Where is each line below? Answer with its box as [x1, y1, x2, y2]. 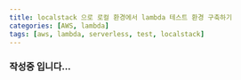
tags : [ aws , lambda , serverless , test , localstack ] [9, 29, 205, 38]
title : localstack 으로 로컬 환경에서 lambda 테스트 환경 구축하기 [9, 12, 233, 22]
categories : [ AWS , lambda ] [9, 21, 109, 30]
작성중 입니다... [9, 60, 71, 73]
